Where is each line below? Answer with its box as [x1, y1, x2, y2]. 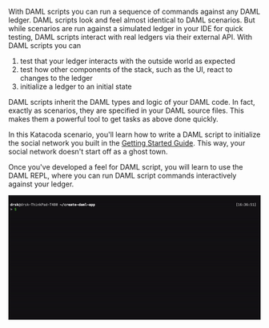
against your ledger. [8, 179, 74, 189]
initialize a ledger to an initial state [19, 82, 132, 91]
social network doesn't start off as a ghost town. [8, 147, 168, 156]
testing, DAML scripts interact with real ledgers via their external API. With [8, 32, 253, 42]
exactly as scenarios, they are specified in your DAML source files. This [8, 106, 244, 115]
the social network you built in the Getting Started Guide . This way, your [8, 138, 246, 147]
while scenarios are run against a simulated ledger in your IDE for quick [8, 24, 243, 33]
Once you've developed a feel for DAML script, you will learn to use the [8, 162, 243, 171]
